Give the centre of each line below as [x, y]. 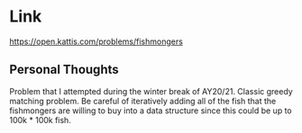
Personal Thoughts [64, 70]
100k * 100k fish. [41, 120]
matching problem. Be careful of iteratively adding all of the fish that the [143, 101]
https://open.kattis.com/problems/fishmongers [96, 41]
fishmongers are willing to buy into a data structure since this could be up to [151, 111]
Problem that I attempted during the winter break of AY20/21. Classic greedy [151, 91]
